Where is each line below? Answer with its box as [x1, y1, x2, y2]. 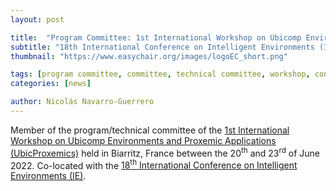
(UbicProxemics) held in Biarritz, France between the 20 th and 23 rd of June [10, 145, 320, 159]
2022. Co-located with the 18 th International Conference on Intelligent [10, 157, 298, 171]
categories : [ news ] [10, 79, 92, 89]
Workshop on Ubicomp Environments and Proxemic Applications [10, 134, 277, 146]
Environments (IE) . [10, 170, 87, 182]
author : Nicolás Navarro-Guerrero [10, 97, 155, 107]
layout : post [10, 14, 65, 25]
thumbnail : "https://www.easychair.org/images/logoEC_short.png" [10, 51, 288, 61]
